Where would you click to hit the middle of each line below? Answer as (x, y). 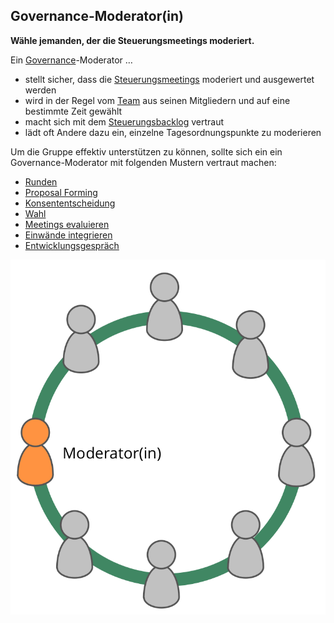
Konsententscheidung (70, 203)
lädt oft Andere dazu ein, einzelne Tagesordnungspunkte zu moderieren (173, 132)
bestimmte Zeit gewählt (73, 111)
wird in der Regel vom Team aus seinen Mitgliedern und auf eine (157, 100)
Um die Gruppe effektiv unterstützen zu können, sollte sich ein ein (146, 151)
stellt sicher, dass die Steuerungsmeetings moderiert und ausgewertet (169, 79)
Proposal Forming (61, 192)
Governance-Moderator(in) (97, 16)
